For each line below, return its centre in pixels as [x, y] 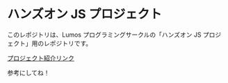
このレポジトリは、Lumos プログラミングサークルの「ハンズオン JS [104, 35]
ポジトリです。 [71, 43]
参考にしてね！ [28, 73]
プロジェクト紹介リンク [41, 58]
